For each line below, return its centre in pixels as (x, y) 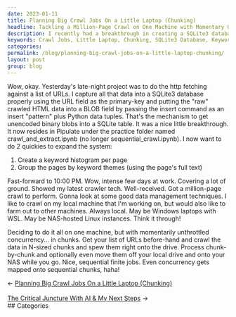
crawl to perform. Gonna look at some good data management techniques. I (117, 196)
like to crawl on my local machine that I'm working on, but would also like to (117, 203)
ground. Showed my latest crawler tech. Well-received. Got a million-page (114, 188)
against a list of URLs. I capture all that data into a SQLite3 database (106, 94)
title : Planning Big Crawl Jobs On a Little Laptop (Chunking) (102, 20)
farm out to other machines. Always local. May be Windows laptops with (112, 211)
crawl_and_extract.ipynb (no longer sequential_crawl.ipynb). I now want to (114, 139)
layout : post (26, 60)
